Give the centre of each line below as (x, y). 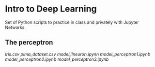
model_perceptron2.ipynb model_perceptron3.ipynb (57, 59)
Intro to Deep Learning (51, 9)
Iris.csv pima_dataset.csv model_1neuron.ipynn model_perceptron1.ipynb (78, 54)
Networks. (15, 27)
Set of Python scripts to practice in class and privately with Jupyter (72, 22)
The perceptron (29, 43)
